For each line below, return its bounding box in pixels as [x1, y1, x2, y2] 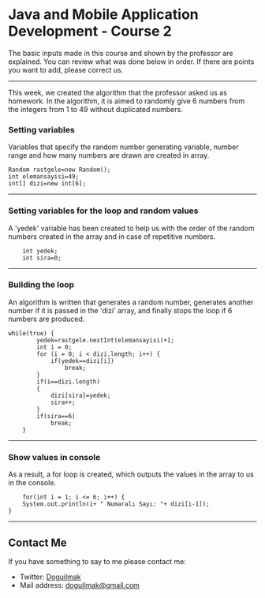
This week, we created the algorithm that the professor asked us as [8, 88, 227, 97]
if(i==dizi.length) [36, 377, 101, 386]
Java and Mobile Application [8, 6, 199, 24]
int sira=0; [22, 254, 62, 262]
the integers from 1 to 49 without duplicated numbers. [8, 104, 183, 114]
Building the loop [8, 279, 75, 290]
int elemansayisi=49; [8, 173, 80, 181]
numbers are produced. [8, 314, 85, 323]
